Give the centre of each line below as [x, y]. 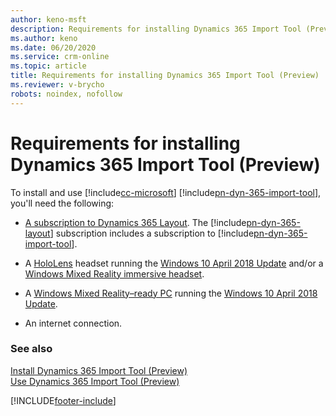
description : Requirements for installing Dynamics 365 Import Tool [156, 29]
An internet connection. [73, 323]
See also [31, 349]
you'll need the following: [62, 203]
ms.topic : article [48, 66]
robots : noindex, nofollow [66, 94]
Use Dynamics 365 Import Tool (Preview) [95, 381]
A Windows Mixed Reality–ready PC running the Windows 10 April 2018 [171, 293]
